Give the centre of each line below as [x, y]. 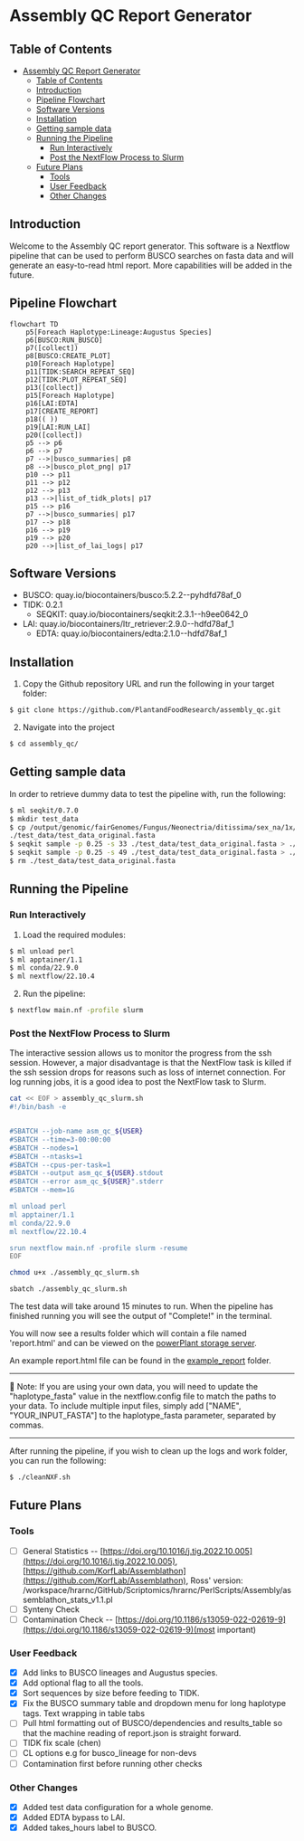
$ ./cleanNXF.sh [40, 1477]
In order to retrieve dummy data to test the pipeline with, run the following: [148, 793]
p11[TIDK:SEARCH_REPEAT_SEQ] [81, 372]
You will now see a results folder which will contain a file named [128, 1333]
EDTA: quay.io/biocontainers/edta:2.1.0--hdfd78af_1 [132, 633]
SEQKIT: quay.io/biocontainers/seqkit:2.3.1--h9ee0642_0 [142, 614]
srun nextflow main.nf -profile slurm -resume [99, 1248]
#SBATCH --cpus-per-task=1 [60, 1165]
